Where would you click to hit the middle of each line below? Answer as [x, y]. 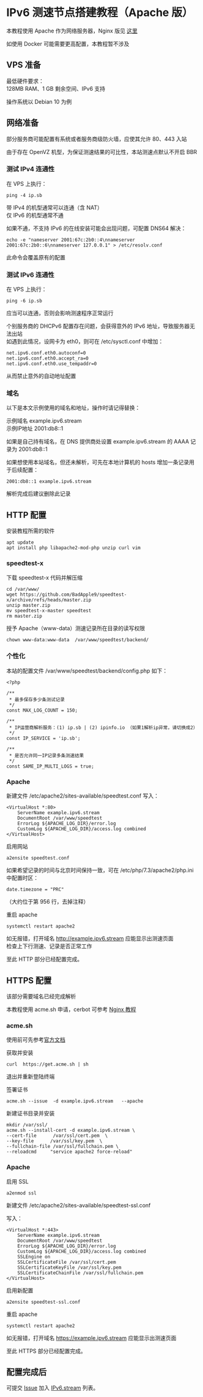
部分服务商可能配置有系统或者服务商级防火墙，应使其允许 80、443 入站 [97, 139]
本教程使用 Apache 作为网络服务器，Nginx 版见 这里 [72, 31]
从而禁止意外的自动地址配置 [41, 376]
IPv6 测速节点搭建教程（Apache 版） [100, 13]
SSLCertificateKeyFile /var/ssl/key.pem [69, 1268]
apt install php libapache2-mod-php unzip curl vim [73, 548]
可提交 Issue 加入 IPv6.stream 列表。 [53, 1388]
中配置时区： [22, 878]
